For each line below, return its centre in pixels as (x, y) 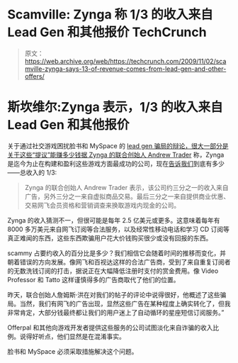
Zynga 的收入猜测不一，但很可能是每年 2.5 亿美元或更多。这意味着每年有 (114, 220)
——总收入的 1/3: (32, 172)
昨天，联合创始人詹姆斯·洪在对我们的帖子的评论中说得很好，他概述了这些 (114, 294)
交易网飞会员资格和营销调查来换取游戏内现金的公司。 (102, 205)
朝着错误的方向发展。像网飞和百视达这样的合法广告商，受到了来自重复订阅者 (119, 262)
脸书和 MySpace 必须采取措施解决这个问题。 (73, 351)
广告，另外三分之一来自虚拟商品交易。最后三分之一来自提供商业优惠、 (127, 196)
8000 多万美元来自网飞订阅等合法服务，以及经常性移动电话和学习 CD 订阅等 (119, 229)
